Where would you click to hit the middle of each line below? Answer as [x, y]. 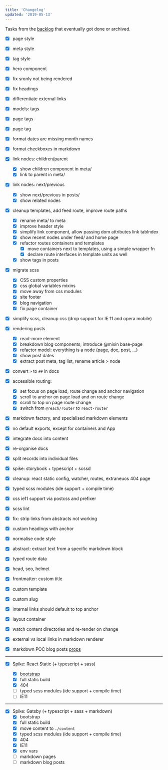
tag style [21, 59]
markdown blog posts [42, 762]
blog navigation [36, 303]
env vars [29, 751]
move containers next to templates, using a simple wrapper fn [91, 249]
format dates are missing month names [53, 139]
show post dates [37, 355]
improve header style [42, 226]
